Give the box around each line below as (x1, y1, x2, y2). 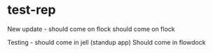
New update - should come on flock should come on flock (7, 25, 175, 33)
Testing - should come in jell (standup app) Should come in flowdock (7, 38, 206, 46)
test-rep (7, 2, 56, 18)
